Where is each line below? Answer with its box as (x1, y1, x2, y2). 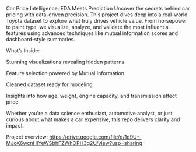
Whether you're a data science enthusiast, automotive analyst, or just (6, 110, 173, 116)
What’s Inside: (6, 47, 40, 54)
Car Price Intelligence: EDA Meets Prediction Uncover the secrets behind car (6, 5, 190, 12)
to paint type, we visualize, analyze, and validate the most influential (6, 23, 170, 30)
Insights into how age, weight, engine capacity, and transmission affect (6, 93, 177, 99)
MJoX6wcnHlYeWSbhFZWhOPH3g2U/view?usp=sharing (6, 140, 143, 146)
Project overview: (6, 133, 48, 140)
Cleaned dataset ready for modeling (6, 81, 93, 88)
